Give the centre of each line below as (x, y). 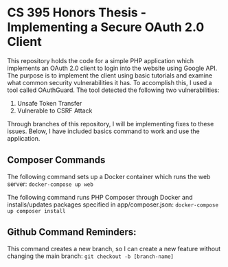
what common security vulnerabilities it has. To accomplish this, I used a (110, 82)
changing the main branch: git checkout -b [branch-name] (90, 256)
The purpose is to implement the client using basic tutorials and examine (110, 75)
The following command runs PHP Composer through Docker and (100, 197)
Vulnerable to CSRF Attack (55, 111)
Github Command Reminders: (72, 232)
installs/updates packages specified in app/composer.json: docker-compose (113, 205)
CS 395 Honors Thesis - (77, 13)
